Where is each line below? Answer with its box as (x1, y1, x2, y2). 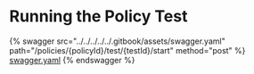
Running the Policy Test (9, 6, 188, 27)
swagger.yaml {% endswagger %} (9, 54, 135, 65)
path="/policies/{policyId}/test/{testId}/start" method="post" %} (9, 45, 246, 55)
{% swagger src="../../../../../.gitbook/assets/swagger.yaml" (9, 36, 225, 46)
